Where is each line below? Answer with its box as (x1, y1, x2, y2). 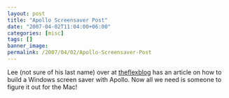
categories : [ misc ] (7, 29, 64, 37)
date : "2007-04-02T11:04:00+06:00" (7, 23, 111, 30)
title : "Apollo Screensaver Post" (7, 17, 109, 24)
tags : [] (7, 36, 33, 43)
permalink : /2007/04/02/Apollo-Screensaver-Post (7, 49, 152, 56)
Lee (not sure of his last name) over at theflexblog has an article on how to (7, 67, 222, 76)
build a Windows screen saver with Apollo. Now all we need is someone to (7, 75, 222, 83)
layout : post (7, 10, 46, 17)
